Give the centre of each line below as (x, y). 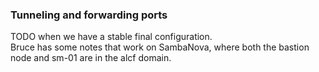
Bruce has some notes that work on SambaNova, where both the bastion (160, 47)
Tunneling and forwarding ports (89, 15)
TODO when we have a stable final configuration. (111, 37)
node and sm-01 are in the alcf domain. (91, 58)
